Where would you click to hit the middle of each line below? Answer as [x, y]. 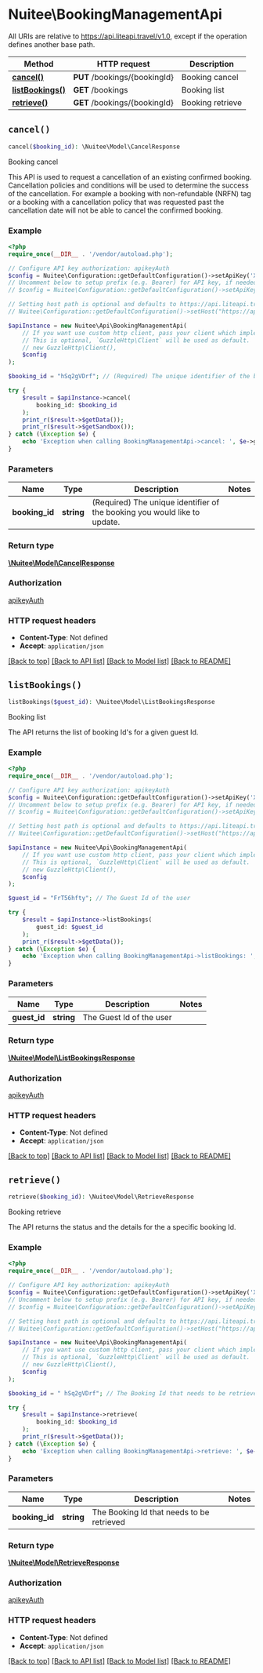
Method [39, 64]
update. [106, 522]
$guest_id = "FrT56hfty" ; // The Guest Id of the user [99, 898]
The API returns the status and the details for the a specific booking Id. [122, 1227]
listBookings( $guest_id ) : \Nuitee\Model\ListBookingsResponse [112, 702]
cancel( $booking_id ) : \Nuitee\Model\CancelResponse [94, 147]
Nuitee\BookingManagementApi [115, 15]
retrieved [108, 1522]
